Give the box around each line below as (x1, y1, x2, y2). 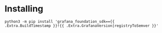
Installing (4, 3, 44, 14)
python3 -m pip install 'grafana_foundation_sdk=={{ (4, 19, 115, 24)
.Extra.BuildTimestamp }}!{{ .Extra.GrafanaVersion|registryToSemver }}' (4, 23, 159, 28)
